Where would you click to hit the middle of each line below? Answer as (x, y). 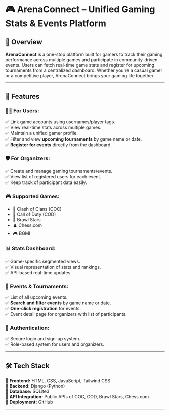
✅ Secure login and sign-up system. (43, 339)
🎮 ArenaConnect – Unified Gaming (80, 9)
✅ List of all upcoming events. (36, 297)
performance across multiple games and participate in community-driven (81, 60)
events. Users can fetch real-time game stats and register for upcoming (80, 65)
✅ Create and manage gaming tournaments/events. (59, 171)
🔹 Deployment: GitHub (29, 402)
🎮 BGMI (22, 233)
